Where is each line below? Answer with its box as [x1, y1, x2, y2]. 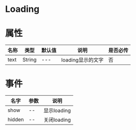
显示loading [43, 107, 71, 114]
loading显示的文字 [61, 57, 104, 64]
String [22, 56, 37, 63]
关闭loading [43, 117, 71, 124]
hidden [7, 116, 24, 123]
